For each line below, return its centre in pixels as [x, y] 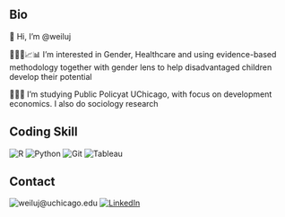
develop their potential [51, 76]
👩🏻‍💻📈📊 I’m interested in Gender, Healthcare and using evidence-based [143, 54]
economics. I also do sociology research [84, 103]
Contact [32, 182]
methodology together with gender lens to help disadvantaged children [141, 67]
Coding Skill [43, 132]
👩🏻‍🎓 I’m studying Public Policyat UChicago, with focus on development [141, 94]
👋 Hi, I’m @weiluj [40, 36]
